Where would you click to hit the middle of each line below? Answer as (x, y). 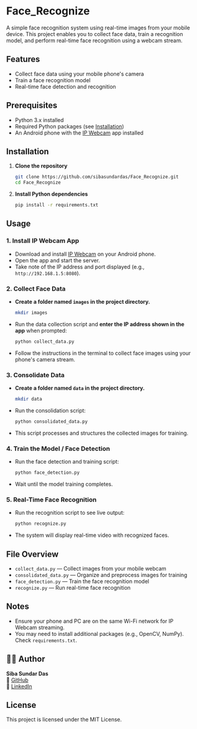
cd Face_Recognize (38, 183)
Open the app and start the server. (57, 260)
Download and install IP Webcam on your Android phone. (85, 254)
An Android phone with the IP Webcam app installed (79, 133)
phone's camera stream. (45, 359)
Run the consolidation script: (50, 410)
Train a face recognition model (53, 80)
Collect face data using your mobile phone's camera (79, 74)
